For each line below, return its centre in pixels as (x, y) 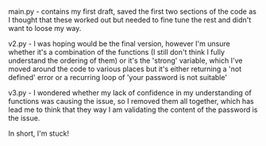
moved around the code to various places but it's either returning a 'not (125, 69)
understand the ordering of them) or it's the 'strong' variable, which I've (125, 60)
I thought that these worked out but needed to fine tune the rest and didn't (130, 20)
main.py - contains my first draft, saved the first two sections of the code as (132, 12)
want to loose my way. (45, 28)
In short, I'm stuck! (39, 133)
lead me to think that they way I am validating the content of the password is (133, 109)
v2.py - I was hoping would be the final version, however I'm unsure (119, 44)
